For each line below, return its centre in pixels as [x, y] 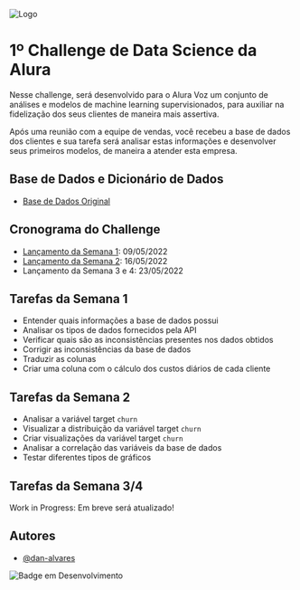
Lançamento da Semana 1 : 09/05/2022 [95, 251]
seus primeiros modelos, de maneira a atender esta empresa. [123, 150]
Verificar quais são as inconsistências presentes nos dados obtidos [148, 340]
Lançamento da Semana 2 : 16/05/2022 [95, 261]
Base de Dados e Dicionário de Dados [117, 180]
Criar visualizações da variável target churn [103, 438]
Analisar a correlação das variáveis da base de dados [122, 448]
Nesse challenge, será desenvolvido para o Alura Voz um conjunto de [139, 94]
